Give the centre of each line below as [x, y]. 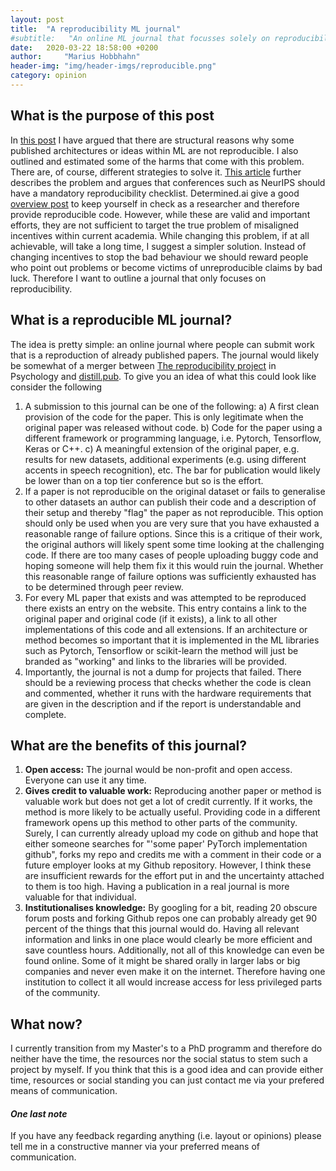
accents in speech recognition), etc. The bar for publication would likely [172, 470]
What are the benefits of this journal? [129, 745]
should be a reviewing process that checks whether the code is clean [168, 682]
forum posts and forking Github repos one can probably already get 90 [171, 918]
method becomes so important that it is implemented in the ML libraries [172, 640]
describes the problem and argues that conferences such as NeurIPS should [168, 182]
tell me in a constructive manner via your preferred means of [135, 1147]
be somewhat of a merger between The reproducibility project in [143, 365]
